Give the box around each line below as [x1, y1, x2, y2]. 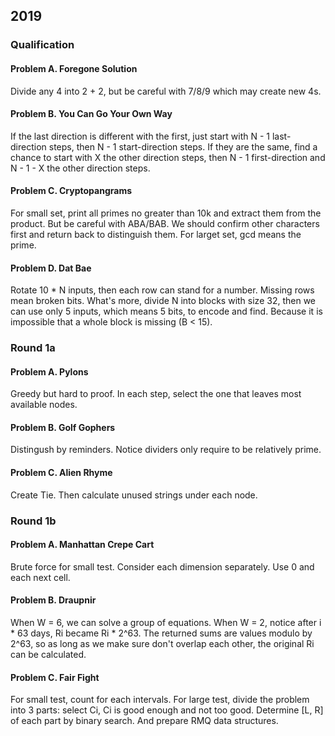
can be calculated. [10, 648, 87, 660]
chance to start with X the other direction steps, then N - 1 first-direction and [10, 151, 326, 163]
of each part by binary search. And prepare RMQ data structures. [10, 715, 279, 727]
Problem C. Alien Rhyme [10, 467, 113, 479]
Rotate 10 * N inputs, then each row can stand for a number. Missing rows [10, 284, 315, 296]
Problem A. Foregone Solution [10, 62, 138, 74]
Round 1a [10, 341, 56, 355]
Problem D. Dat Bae [10, 262, 92, 274]
